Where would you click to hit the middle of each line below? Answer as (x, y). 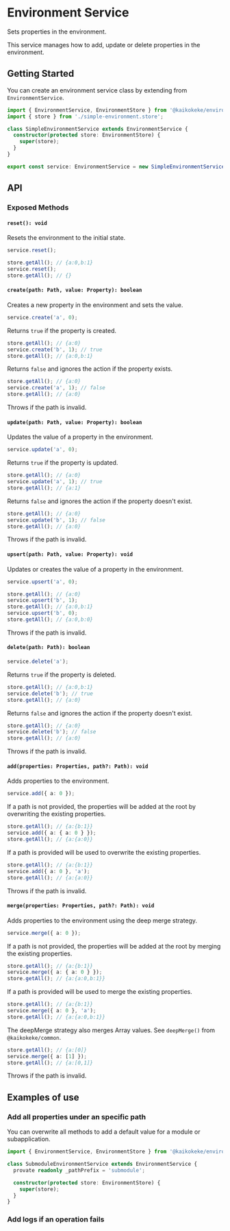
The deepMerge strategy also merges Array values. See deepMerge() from (111, 1030)
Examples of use (43, 1097)
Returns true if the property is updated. (63, 463)
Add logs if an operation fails (56, 1219)
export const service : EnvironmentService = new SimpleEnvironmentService (116, 167)
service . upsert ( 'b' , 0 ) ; (42, 613)
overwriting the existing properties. (56, 814)
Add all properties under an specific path (76, 1117)
